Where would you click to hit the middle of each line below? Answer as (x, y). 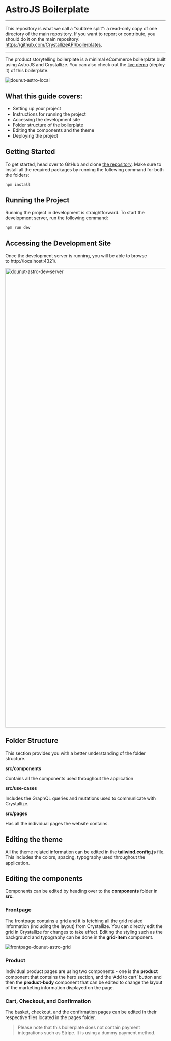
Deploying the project (35, 135)
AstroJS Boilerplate (47, 9)
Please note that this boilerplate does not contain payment (79, 1027)
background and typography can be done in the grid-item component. (79, 937)
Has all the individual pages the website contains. (57, 823)
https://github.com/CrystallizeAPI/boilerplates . (54, 44)
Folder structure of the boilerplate (48, 125)
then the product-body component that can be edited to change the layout (84, 982)
